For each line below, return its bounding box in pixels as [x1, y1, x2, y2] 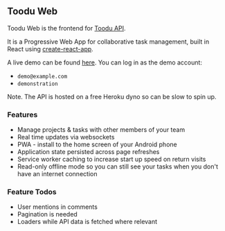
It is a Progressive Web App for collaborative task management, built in [7, 37, 210, 46]
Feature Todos [7, 187, 57, 197]
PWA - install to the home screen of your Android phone [17, 140, 178, 148]
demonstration [17, 80, 58, 87]
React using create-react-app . [7, 44, 93, 53]
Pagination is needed [17, 210, 78, 219]
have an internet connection [17, 170, 98, 178]
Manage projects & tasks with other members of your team [17, 126, 186, 134]
